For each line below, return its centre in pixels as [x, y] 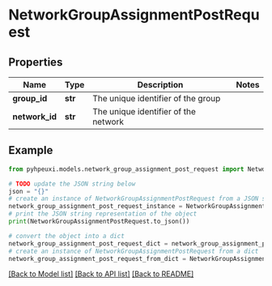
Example [31, 150]
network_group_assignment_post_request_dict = [88, 243]
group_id [30, 98]
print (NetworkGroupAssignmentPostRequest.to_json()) [99, 222]
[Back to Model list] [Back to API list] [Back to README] [101, 274]
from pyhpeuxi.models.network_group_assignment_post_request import [126, 169]
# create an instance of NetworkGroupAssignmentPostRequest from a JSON [134, 199]
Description [160, 85]
